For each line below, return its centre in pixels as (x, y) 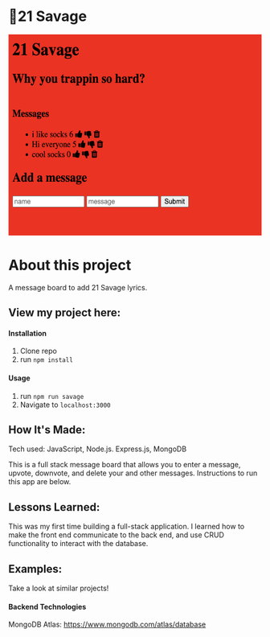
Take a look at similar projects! (59, 588)
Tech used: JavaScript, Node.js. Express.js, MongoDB (98, 449)
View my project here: (65, 313)
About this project (70, 265)
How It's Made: (47, 430)
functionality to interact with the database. (78, 544)
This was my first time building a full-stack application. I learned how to (127, 527)
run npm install (47, 360)
